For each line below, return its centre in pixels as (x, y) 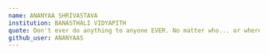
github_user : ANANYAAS (46, 38)
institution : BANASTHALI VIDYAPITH (67, 23)
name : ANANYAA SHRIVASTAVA (53, 15)
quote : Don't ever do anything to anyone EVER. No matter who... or (124, 30)
